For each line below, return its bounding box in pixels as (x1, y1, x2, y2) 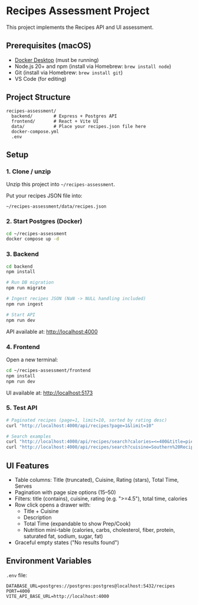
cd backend (6, 264, 33, 269)
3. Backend (6, 250, 39, 258)
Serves (14, 482, 32, 489)
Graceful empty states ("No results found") (14, 539, 120, 546)
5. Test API (6, 404, 38, 412)
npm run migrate (6, 285, 46, 291)
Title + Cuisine (23, 508, 59, 514)
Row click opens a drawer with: (14, 501, 91, 508)
